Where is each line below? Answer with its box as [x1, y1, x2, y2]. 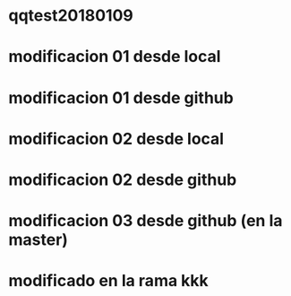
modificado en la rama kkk [8, 271, 210, 292]
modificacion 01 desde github [8, 87, 234, 108]
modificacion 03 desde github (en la [8, 211, 283, 231]
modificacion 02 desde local [8, 128, 225, 149]
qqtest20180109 [8, 5, 133, 26]
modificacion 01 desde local [8, 47, 221, 67]
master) [8, 230, 69, 250]
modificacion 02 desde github [8, 170, 237, 189]
